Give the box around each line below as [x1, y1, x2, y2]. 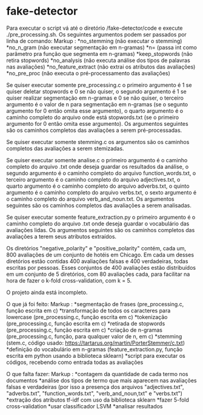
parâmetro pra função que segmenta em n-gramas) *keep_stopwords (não [6, 50, 193, 57]
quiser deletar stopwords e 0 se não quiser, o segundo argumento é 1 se [6, 87, 187, 95]
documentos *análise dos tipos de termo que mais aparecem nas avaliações [6, 377, 197, 384]
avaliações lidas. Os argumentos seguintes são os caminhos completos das [6, 226, 195, 233]
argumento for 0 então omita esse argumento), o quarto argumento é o [6, 107, 184, 114]
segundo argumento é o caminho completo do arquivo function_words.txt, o [6, 169, 196, 177]
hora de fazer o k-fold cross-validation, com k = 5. [6, 276, 132, 284]
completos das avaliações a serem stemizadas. [6, 145, 124, 152]
